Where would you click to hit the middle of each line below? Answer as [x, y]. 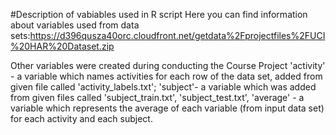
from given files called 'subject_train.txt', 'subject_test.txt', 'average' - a [157, 97]
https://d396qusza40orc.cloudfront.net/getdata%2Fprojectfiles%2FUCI [177, 35]
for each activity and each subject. [81, 118]
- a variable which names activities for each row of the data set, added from [166, 76]
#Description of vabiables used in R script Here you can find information [159, 14]
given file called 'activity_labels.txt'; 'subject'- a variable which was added [163, 87]
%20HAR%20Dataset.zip [62, 46]
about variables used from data [75, 25]
